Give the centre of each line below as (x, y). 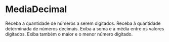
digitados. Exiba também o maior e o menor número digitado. (69, 34)
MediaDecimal (36, 9)
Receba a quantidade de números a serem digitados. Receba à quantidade (83, 23)
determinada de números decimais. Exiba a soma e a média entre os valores (85, 28)
